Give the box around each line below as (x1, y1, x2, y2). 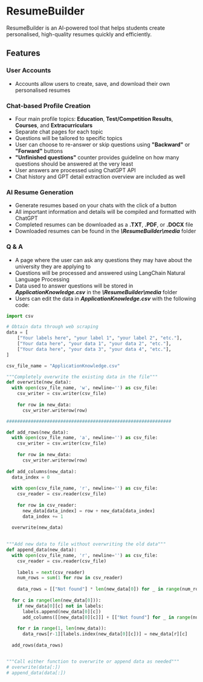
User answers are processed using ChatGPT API (14, 166, 136, 173)
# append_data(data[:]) (6, 669, 66, 676)
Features (6, 48, 40, 59)
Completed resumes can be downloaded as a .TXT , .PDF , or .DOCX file (14, 221, 193, 228)
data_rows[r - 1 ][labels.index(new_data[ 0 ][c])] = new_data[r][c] (22, 631, 188, 637)
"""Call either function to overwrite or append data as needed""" (6, 658, 180, 664)
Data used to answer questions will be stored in (14, 282, 134, 289)
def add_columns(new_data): (6, 468, 77, 475)
